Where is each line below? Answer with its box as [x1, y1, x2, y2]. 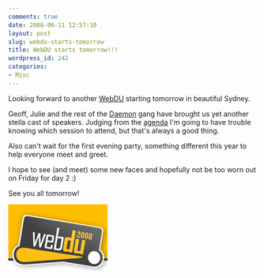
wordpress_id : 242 [8, 54, 69, 62]
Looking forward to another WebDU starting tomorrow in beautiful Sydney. [8, 93, 251, 103]
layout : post [8, 29, 51, 37]
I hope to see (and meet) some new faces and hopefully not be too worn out [8, 164, 257, 174]
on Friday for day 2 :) [8, 173, 77, 182]
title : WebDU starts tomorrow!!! [8, 46, 119, 54]
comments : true [8, 13, 58, 21]
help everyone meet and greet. [8, 149, 109, 159]
